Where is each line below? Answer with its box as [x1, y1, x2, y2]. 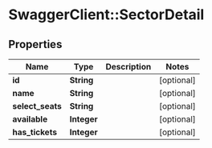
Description [105, 62, 152, 72]
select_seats [12, 101, 62, 111]
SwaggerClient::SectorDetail [8, 6, 205, 24]
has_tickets [12, 126, 58, 138]
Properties [8, 38, 63, 51]
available [12, 114, 48, 125]
